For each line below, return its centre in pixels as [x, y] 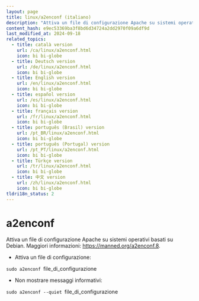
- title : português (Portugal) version [61, 144]
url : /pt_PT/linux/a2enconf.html [58, 150]
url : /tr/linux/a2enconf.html [54, 166]
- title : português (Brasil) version [58, 128]
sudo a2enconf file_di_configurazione [52, 269]
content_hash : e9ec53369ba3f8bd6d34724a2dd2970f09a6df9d [78, 28]
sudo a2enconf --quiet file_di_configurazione [62, 292]
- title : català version [42, 45]
